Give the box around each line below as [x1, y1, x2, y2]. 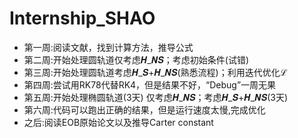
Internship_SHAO [9, 7, 156, 30]
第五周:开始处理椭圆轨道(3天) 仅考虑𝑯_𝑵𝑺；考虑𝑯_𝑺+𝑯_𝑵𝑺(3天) [23, 91, 289, 103]
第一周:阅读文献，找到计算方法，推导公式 [23, 41, 194, 53]
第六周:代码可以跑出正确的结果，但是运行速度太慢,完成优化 [23, 103, 266, 116]
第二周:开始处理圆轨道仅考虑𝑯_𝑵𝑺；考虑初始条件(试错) [23, 53, 249, 66]
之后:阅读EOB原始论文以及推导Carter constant [23, 116, 214, 128]
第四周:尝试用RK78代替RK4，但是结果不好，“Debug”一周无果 [23, 78, 277, 91]
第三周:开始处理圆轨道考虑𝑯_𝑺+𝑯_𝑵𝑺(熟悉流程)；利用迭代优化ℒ [23, 66, 288, 78]
